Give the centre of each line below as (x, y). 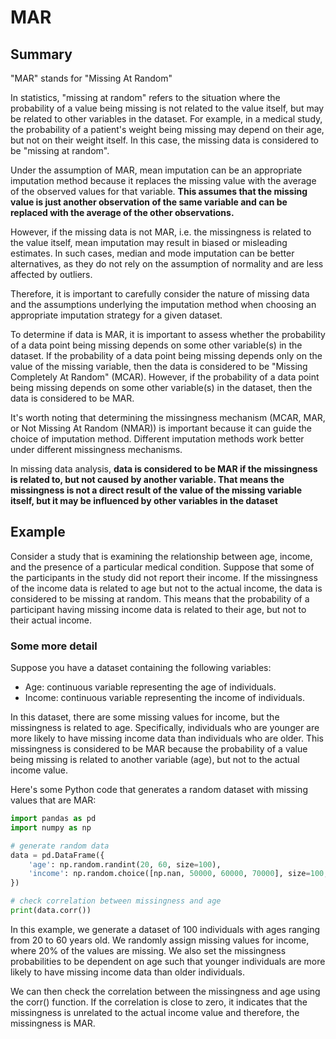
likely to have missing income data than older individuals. (127, 972)
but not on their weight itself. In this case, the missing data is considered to (165, 140)
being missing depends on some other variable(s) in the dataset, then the (161, 387)
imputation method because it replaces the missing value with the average (163, 180)
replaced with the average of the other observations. (122, 212)
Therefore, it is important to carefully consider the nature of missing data (160, 294)
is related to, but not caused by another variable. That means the (147, 479)
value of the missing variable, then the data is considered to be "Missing (159, 366)
